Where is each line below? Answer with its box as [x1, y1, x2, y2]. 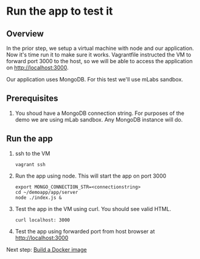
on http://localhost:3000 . [6, 64, 69, 71]
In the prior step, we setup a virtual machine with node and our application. [6, 44, 195, 52]
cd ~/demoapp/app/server [15, 189, 78, 195]
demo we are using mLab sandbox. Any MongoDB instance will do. [15, 116, 183, 123]
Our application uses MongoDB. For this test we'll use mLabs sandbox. [6, 76, 184, 83]
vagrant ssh [15, 161, 46, 168]
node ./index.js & [15, 195, 62, 201]
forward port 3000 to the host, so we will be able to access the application [6, 58, 193, 64]
